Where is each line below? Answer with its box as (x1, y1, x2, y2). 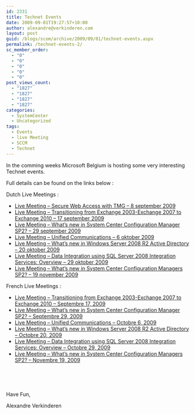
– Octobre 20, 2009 (14, 331, 62, 339)
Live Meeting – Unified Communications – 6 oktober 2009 (14, 233, 154, 240)
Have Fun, (6, 390, 31, 398)
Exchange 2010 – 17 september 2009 (14, 214, 105, 221)
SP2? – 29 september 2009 (14, 227, 81, 234)
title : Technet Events (6, 14, 62, 20)
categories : (6, 107, 35, 113)
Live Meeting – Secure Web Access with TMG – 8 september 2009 (14, 202, 176, 209)
